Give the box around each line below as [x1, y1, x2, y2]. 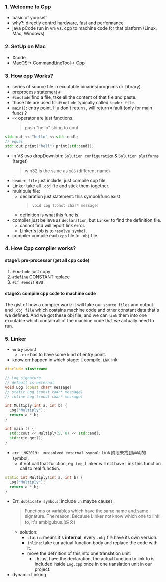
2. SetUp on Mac [5, 43, 46, 50]
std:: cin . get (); [9, 435, 43, 440]
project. [34, 566, 51, 572]
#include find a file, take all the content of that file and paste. [12, 94, 137, 100]
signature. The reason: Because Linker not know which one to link [24, 513, 160, 519]
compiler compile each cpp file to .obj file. [12, 233, 99, 238]
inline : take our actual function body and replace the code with [27, 539, 158, 546]
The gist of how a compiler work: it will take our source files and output [5, 301, 154, 307]
